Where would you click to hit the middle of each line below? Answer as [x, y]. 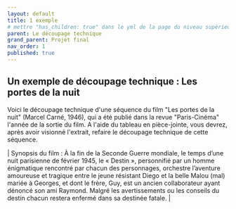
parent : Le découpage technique [54, 33]
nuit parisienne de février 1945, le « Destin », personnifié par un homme [111, 160]
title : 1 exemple [33, 20]
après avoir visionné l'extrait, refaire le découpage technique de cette [108, 132]
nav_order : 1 [26, 46]
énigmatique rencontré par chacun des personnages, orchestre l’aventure [114, 168]
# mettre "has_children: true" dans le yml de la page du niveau [105, 27]
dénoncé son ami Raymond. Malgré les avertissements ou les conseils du [113, 190]
